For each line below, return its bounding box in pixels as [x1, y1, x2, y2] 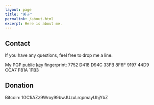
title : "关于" [5, 12, 33, 17]
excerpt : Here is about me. [5, 21, 63, 26]
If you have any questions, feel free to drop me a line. [5, 52, 113, 58]
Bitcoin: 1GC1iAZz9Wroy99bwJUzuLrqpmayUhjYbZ [5, 94, 108, 100]
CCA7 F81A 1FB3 [5, 67, 39, 73]
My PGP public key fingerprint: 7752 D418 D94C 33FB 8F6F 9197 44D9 [5, 62, 150, 68]
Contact [5, 39, 30, 47]
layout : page [5, 7, 32, 12]
